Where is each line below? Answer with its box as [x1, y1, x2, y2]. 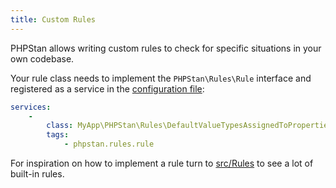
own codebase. [10, 52, 75, 65]
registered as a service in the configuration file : [10, 82, 205, 95]
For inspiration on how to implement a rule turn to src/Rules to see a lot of [10, 157, 314, 169]
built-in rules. [10, 168, 65, 180]
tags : [46, 130, 70, 140]
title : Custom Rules [10, 14, 97, 25]
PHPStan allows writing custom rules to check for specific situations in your [10, 42, 322, 54]
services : [10, 102, 52, 112]
